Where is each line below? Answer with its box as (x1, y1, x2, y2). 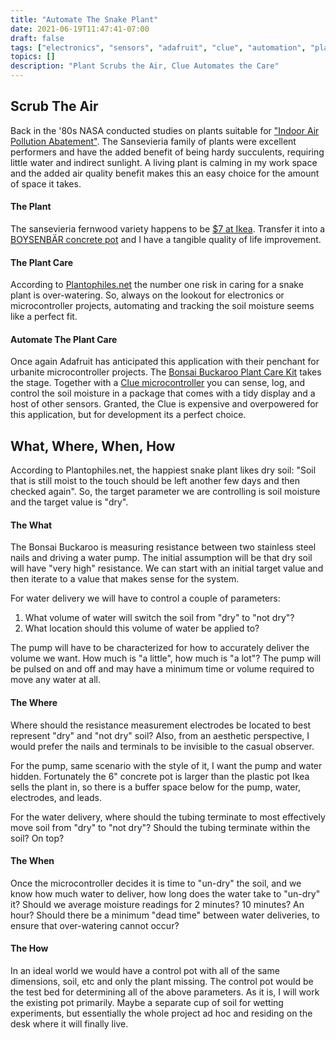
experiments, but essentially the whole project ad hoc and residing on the (10, 1007, 313, 1020)
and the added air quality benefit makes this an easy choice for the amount (10, 167, 320, 179)
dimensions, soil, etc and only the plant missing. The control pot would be (10, 976, 314, 988)
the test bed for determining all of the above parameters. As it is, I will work (10, 986, 320, 998)
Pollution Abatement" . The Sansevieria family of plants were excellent (10, 135, 297, 147)
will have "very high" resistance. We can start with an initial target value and (10, 562, 324, 575)
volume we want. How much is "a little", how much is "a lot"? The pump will (10, 652, 322, 665)
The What (10, 519, 53, 531)
